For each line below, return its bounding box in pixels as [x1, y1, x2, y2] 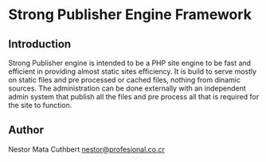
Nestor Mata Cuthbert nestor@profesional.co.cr [8, 145, 166, 154]
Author [8, 123, 44, 137]
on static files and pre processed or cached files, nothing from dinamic [8, 75, 241, 84]
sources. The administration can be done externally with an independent [8, 83, 247, 93]
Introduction [8, 37, 72, 51]
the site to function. [8, 101, 72, 110]
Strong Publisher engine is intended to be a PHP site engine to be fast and [8, 58, 252, 67]
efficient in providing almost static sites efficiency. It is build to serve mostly [8, 67, 257, 76]
